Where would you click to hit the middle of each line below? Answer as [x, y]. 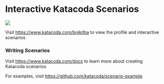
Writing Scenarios [27, 50]
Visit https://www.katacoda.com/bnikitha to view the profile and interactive [82, 32]
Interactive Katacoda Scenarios [72, 9]
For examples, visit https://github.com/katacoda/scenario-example [74, 76]
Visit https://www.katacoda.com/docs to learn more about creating [74, 61]
